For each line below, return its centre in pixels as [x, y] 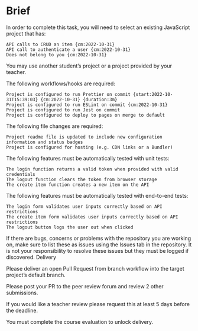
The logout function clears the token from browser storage [82, 179]
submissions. [22, 293]
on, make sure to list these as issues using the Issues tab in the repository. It [99, 245]
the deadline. [22, 310]
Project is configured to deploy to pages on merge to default [86, 115]
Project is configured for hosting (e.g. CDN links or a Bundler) [90, 147]
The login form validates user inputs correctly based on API [84, 206]
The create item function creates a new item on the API [78, 185]
